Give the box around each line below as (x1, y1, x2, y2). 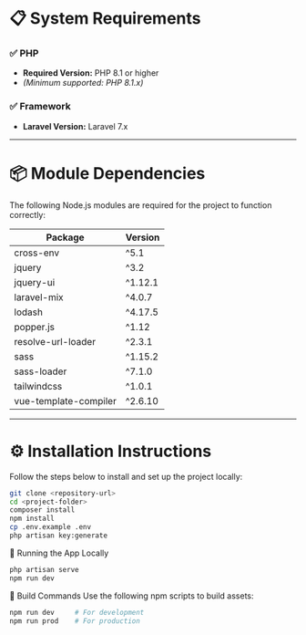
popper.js (14, 320, 55, 333)
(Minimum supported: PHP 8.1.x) (22, 78, 144, 88)
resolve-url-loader (14, 335, 97, 348)
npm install (9, 514, 55, 524)
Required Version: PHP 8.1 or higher (22, 68, 159, 78)
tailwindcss (14, 380, 63, 392)
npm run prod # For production (9, 616, 141, 626)
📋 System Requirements (9, 8, 201, 29)
